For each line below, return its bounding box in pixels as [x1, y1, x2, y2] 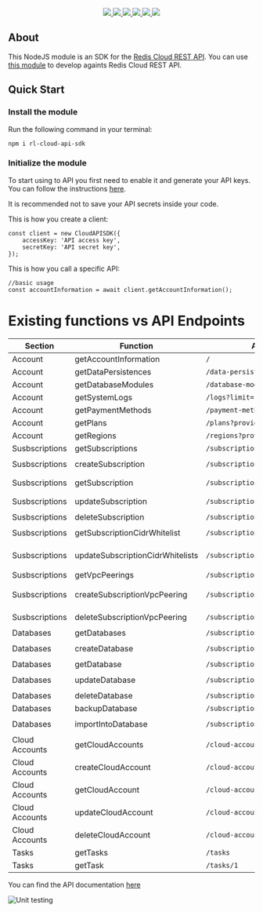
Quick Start [8, 83, 65, 97]
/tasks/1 [206, 860, 239, 870]
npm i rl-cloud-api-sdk [8, 140, 86, 148]
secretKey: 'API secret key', [22, 243, 121, 251]
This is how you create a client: [8, 214, 109, 224]
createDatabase [74, 643, 134, 654]
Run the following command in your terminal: [8, 124, 153, 133]
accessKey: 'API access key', [22, 236, 121, 244]
